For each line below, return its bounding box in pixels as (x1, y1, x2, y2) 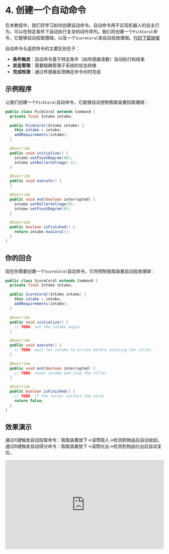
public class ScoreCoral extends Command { (5, 278, 98, 283)
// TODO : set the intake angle (14, 324, 80, 329)
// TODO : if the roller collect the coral (14, 394, 105, 399)
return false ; (14, 398, 44, 403)
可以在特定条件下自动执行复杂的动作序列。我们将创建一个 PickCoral (14, 28, 153, 34)
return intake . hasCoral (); (14, 229, 71, 234)
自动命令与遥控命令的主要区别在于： (5, 45, 80, 51)
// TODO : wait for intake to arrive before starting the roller (14, 347, 152, 352)
